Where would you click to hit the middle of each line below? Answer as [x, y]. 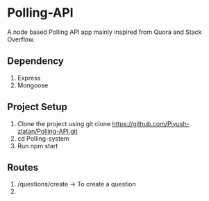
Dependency [35, 61]
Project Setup [37, 107]
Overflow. [21, 39]
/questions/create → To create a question [77, 184]
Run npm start [37, 146]
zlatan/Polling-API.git [47, 131]
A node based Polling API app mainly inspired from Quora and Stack [104, 32]
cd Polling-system [43, 138]
